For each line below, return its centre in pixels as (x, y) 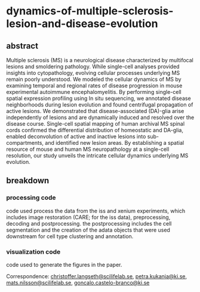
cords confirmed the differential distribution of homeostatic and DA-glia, (95, 130)
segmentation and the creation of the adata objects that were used (88, 230)
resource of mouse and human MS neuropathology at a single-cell (88, 149)
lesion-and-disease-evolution (82, 24)
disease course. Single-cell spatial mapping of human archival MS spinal (96, 124)
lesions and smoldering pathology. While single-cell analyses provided (93, 66)
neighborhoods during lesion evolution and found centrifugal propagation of (100, 105)
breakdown (28, 181)
